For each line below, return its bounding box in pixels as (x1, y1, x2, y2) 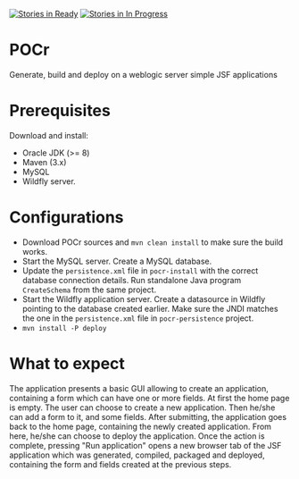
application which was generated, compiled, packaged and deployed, (9, 450, 265, 460)
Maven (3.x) (21, 156, 67, 167)
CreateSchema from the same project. (21, 284, 157, 295)
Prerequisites (9, 101, 112, 121)
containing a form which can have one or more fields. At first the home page (9, 392, 290, 403)
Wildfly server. (21, 175, 76, 187)
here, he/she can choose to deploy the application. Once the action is (9, 430, 265, 441)
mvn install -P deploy (21, 324, 107, 332)
